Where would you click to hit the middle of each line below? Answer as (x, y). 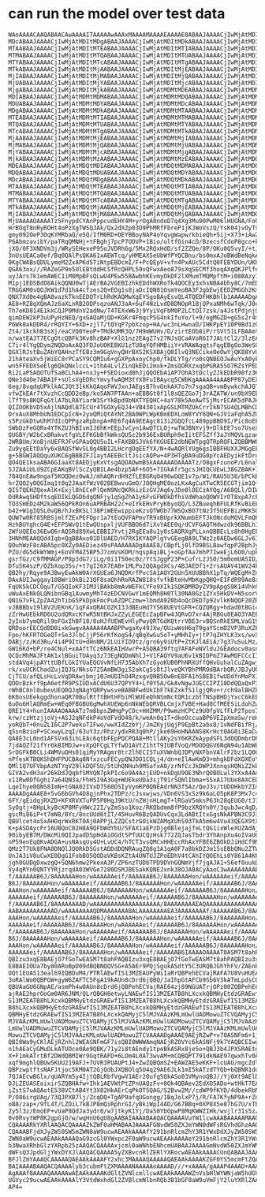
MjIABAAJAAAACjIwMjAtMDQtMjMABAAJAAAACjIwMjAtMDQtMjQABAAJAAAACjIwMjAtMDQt (135, 214)
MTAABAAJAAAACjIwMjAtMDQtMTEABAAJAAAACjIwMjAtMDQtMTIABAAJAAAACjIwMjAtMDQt (135, 186)
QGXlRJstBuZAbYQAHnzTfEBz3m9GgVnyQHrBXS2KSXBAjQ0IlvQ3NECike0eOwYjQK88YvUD (135, 352)
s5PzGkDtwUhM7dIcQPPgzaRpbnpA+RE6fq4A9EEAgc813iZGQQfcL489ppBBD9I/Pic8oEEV (135, 421)
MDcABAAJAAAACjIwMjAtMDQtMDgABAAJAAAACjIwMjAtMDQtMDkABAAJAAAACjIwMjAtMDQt (135, 179)
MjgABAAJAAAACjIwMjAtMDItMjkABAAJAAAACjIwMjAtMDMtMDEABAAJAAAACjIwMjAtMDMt (135, 90)
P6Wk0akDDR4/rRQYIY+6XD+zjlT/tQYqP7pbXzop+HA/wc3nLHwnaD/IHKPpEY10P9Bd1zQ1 (135, 324)
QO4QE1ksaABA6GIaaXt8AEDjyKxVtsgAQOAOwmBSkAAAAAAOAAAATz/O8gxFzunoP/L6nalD (135, 462)
